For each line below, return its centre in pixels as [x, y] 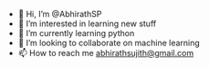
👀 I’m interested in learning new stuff [87, 24]
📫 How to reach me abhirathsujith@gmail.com [106, 53]
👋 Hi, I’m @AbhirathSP [60, 14]
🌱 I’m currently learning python [76, 33]
